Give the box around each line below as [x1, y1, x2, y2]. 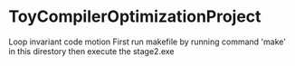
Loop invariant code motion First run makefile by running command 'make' [8, 36, 287, 47]
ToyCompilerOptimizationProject [8, 6, 262, 27]
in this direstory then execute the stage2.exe [8, 45, 175, 56]
